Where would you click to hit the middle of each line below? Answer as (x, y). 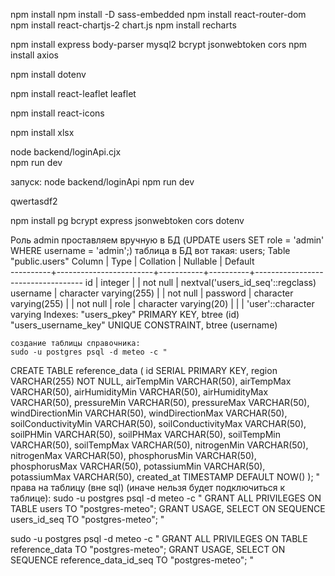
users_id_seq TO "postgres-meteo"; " (87, 519)
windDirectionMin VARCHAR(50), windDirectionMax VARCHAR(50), (149, 413)
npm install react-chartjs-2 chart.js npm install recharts (123, 25)
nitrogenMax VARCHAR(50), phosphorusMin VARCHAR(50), (133, 455)
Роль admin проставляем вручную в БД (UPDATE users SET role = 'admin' (167, 240)
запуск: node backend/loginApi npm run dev (102, 182)
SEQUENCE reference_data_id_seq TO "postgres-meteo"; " (132, 560)
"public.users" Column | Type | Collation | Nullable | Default (132, 261)
